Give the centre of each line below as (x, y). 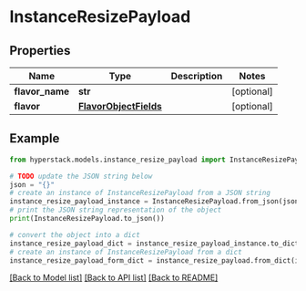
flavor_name (42, 91)
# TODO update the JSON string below (81, 176)
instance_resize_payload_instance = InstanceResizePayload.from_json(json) (156, 202)
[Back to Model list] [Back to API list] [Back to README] (114, 278)
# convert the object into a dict (75, 234)
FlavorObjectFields (120, 106)
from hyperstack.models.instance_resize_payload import (117, 160)
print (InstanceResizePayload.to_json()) (87, 219)
